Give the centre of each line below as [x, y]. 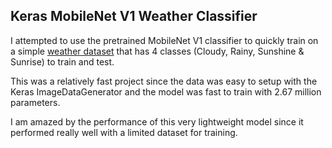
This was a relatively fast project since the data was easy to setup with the [164, 81]
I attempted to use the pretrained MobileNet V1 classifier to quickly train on [164, 40]
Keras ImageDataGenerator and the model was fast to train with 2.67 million [166, 91]
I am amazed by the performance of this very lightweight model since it [157, 121]
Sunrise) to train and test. [62, 61]
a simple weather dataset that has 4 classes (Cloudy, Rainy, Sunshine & [157, 51]
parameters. [35, 102]
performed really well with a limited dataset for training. [124, 132]
